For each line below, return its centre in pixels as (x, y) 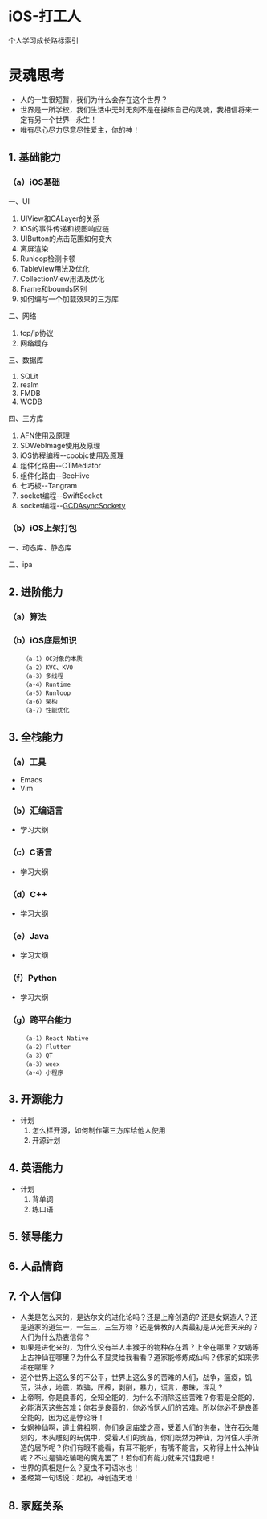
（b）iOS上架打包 (43, 529)
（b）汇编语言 (36, 811)
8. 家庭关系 (36, 1506)
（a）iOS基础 (34, 182)
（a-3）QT (38, 1056)
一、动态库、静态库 (40, 547)
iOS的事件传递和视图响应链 (65, 228)
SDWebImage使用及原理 (60, 445)
